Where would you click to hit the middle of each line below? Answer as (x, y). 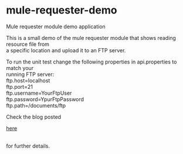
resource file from (28, 44)
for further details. (28, 146)
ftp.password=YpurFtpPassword (45, 99)
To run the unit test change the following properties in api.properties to (91, 62)
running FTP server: (30, 74)
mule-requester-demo (62, 10)
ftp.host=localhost (28, 81)
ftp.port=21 (20, 86)
